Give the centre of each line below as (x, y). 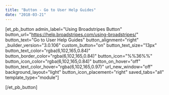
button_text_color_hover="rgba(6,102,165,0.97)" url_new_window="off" (79, 67)
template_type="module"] (32, 77)
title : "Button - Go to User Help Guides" (51, 10)
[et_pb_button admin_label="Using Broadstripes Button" (64, 29)
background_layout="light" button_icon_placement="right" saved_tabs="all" (85, 72)
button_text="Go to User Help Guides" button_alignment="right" (72, 40)
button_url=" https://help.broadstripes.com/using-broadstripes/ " (72, 34)
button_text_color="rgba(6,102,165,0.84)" (48, 51)
